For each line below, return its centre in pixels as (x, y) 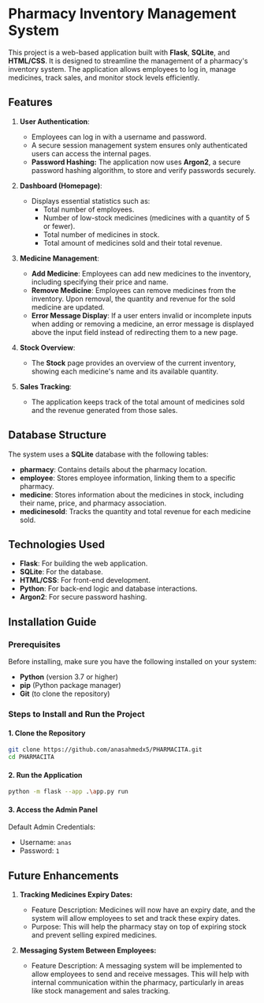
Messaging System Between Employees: (88, 950)
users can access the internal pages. (91, 153)
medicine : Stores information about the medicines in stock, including (132, 494)
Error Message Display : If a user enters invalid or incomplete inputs (141, 315)
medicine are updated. (68, 307)
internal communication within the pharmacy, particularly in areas (138, 982)
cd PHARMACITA (32, 757)
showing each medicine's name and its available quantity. (125, 371)
